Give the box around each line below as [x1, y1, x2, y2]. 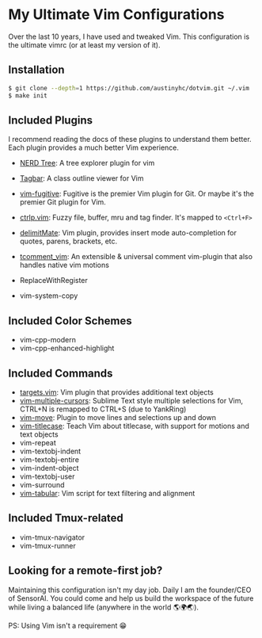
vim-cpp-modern [19, 335, 77, 345]
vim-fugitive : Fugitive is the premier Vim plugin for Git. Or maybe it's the [19, 189, 255, 199]
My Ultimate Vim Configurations [8, 6, 225, 24]
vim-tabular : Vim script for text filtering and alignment [19, 488, 196, 498]
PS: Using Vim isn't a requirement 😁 [8, 621, 127, 630]
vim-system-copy [19, 291, 78, 300]
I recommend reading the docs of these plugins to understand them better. [8, 135, 252, 144]
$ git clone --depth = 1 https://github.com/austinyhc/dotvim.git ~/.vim [8, 84, 249, 92]
